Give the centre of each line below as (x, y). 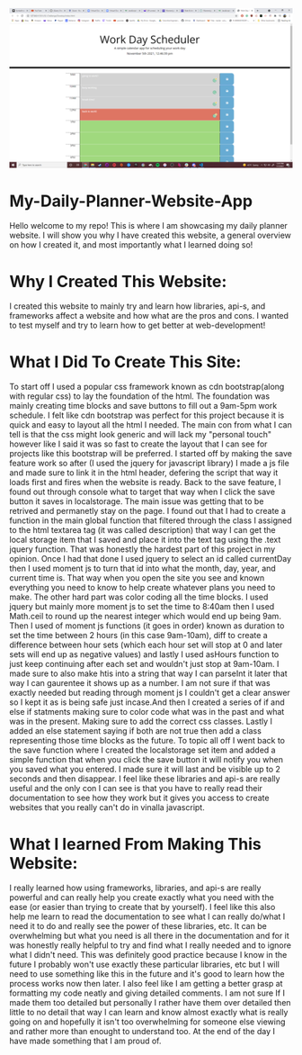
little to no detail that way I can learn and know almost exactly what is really (149, 1013)
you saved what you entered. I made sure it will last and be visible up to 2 (145, 770)
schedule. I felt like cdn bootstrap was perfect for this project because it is (147, 415)
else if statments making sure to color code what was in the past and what (147, 712)
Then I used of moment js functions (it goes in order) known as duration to (147, 626)
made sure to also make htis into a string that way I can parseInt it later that (148, 673)
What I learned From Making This (136, 844)
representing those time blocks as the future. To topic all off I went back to (147, 741)
